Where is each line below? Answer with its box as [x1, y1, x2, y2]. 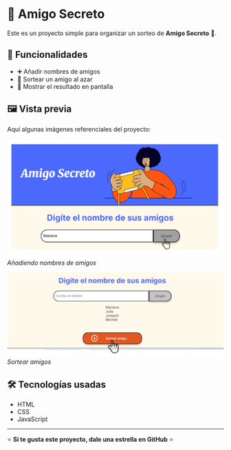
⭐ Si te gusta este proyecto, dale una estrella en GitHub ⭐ [7, 436, 174, 444]
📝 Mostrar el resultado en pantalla [16, 82, 113, 90]
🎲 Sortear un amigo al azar [16, 75, 93, 83]
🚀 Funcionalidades [7, 49, 88, 61]
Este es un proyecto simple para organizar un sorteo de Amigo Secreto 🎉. [7, 29, 217, 37]
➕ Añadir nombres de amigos [16, 67, 100, 75]
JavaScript [16, 415, 48, 423]
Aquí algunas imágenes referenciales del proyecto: [7, 125, 151, 133]
